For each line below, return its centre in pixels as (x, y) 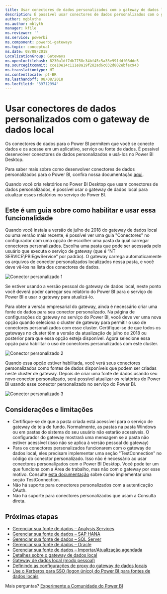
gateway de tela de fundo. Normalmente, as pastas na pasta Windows (84, 427)
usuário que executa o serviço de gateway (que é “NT (60, 251)
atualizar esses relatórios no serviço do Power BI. (56, 194)
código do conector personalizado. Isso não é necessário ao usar (79, 458)
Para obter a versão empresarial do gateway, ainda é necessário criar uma (81, 306)
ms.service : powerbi (27, 38)
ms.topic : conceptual (28, 47)
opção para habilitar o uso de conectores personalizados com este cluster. (82, 344)
